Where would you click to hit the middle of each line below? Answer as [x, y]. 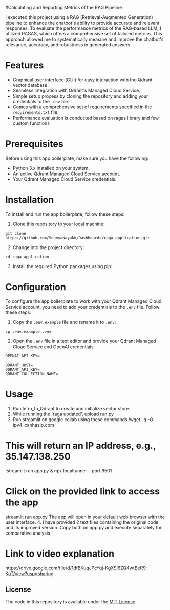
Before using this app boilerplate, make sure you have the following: [77, 158]
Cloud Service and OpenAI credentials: [54, 347]
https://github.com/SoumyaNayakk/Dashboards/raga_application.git [78, 238]
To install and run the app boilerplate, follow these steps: [65, 214]
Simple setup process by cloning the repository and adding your [80, 96]
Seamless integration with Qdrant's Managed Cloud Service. [77, 90]
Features [25, 65]
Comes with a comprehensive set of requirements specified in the [82, 107]
